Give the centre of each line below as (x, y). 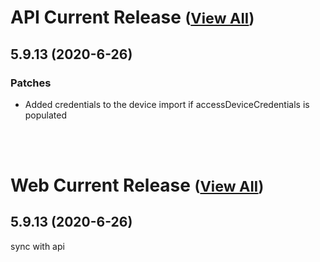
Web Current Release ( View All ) (137, 185)
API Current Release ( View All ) (132, 17)
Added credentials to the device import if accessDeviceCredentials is (167, 104)
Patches (31, 83)
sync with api (37, 246)
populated (46, 115)
